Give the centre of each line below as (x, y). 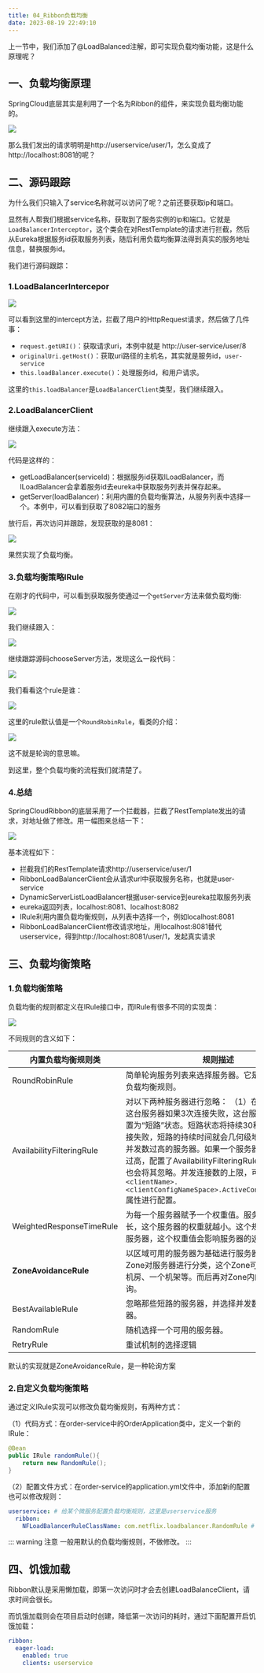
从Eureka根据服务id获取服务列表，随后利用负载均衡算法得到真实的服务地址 (129, 239)
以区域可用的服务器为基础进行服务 (189, 1253)
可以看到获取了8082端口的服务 (111, 506)
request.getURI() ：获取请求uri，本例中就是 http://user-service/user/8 (133, 346)
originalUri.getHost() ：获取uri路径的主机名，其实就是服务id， (122, 356)
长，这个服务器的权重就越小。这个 (189, 1227)
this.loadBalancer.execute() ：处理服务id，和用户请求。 (112, 373)
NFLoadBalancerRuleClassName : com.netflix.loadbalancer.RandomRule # (139, 1526)
